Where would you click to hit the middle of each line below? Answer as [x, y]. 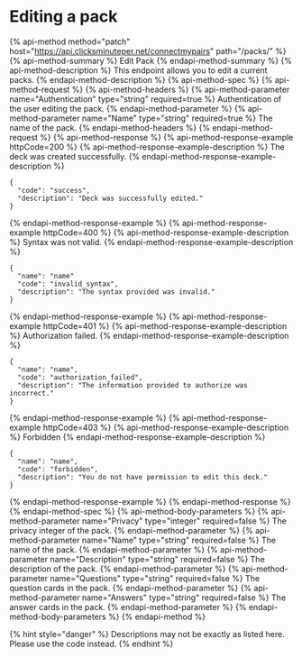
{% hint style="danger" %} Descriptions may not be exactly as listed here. [147, 634]
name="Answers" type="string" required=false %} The [184, 598]
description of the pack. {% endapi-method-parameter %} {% [124, 569]
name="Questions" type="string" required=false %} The [154, 578]
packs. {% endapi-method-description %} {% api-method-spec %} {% [141, 79]
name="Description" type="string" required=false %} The [157, 559]
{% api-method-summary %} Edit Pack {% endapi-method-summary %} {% [151, 60]
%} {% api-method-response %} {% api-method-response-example [167, 137]
